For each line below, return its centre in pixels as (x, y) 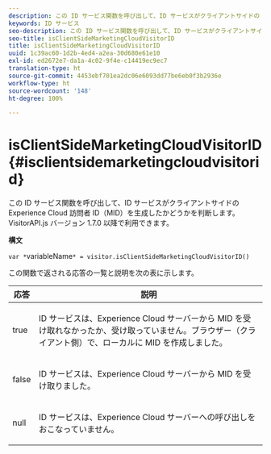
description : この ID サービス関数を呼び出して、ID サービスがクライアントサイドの (134, 16)
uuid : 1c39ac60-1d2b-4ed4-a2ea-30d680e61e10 (84, 53)
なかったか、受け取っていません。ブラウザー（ (152, 331)
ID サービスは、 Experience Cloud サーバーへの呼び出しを (148, 418)
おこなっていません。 (79, 430)
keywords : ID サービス (44, 23)
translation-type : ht (45, 69)
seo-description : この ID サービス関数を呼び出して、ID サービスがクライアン (126, 31)
